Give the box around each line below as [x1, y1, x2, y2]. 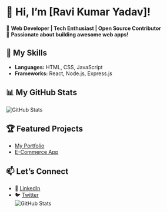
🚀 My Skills [6, 48, 47, 58]
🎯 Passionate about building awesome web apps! [6, 31, 129, 38]
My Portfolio [14, 142, 45, 149]
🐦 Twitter [14, 191, 39, 198]
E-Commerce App [14, 149, 59, 156]
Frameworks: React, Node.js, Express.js [14, 70, 113, 77]
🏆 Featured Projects [6, 123, 83, 134]
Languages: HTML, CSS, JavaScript [14, 63, 103, 70]
